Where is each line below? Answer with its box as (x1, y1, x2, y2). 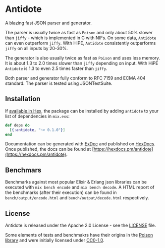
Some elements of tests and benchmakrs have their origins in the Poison (5, 232, 153, 238)
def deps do (5, 123, 30, 127)
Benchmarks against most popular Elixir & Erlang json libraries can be (5, 179, 147, 185)
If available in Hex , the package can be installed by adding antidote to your (5, 108, 159, 114)
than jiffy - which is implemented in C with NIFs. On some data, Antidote (5, 35, 157, 41)
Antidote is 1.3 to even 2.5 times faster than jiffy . (5, 65, 108, 71)
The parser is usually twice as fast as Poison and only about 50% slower (5, 29, 153, 35)
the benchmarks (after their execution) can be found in (5, 189, 117, 195)
